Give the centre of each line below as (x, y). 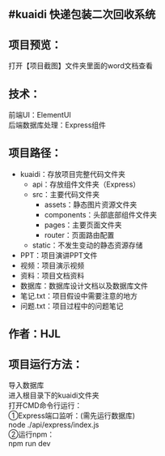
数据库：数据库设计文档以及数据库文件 (84, 286)
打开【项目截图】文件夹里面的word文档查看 (81, 66)
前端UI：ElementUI (40, 115)
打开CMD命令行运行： (45, 406)
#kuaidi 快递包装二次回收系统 (82, 15)
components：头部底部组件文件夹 (101, 214)
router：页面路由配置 (79, 234)
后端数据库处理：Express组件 (57, 125)
